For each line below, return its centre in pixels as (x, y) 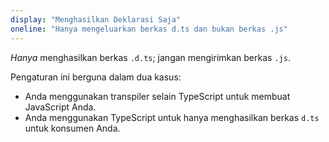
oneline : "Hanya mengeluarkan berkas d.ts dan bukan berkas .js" (149, 29)
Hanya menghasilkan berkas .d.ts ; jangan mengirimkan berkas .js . (150, 57)
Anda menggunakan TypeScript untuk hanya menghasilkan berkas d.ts (172, 117)
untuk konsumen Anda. (72, 128)
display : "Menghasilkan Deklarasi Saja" (96, 19)
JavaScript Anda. (60, 107)
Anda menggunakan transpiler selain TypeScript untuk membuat (157, 96)
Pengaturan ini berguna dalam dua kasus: (96, 77)
